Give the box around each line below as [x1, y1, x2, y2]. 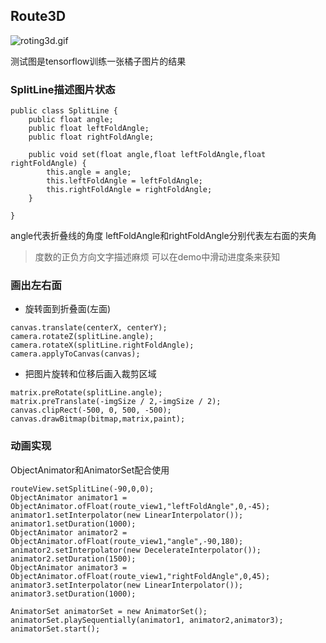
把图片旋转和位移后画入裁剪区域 [24, 368, 157, 380]
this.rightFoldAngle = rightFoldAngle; [46, 185, 213, 195]
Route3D [10, 8, 67, 25]
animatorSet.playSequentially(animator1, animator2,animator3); [10, 615, 284, 625]
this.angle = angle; [46, 167, 132, 178]
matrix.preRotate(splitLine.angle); [10, 388, 163, 398]
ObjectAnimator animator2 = [10, 527, 128, 538]
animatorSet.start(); [10, 624, 101, 634]
